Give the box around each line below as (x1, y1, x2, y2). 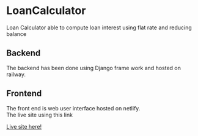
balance (6, 30, 27, 37)
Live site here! (6, 123, 42, 130)
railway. (6, 71, 26, 78)
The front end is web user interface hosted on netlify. (6, 104, 141, 112)
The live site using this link (6, 111, 73, 118)
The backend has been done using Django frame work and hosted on (6, 64, 182, 71)
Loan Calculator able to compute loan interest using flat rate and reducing (6, 24, 193, 31)
